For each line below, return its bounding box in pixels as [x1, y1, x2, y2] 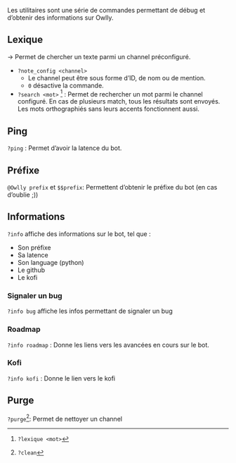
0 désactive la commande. [27, 81, 104, 89]
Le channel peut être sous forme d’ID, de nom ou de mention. [27, 73, 206, 82]
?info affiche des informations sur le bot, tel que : [7, 229, 151, 238]
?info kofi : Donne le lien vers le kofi [7, 374, 116, 383]
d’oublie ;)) [7, 190, 39, 199]
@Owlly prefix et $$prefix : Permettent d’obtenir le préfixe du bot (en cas [7, 183, 218, 192]
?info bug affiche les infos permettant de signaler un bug [7, 307, 173, 316]
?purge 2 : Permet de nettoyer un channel [7, 413, 123, 423]
